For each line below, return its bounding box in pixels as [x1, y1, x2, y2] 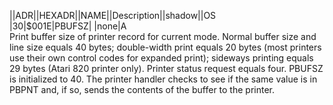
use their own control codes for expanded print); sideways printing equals [9, 52, 314, 64]
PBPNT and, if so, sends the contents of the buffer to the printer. [9, 84, 276, 95]
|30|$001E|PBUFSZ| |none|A [9, 20, 127, 32]
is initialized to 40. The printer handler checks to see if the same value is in [9, 73, 318, 85]
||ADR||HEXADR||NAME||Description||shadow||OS [9, 10, 217, 21]
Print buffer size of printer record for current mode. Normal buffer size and [9, 31, 317, 42]
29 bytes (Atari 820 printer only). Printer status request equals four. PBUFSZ [9, 63, 324, 74]
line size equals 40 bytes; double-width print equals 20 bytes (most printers [9, 41, 322, 53]
